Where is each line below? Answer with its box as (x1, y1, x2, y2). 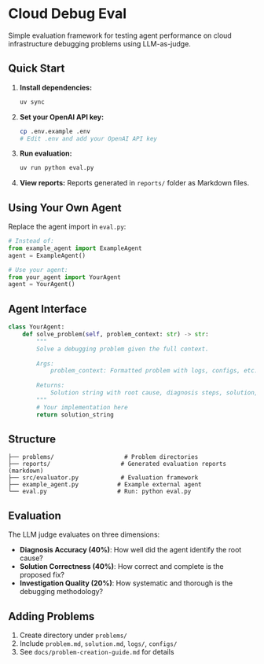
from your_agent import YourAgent (8, 273, 122, 281)
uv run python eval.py (19, 164, 94, 172)
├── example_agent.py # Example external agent (8, 481, 202, 489)
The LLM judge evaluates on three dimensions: (8, 530, 160, 539)
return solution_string (36, 410, 114, 419)
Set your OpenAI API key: (19, 112, 104, 122)
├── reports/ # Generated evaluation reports (8, 460, 226, 468)
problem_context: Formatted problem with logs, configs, (49, 367, 241, 375)
